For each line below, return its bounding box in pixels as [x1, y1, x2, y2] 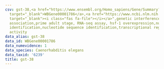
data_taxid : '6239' [5, 52, 45, 57]
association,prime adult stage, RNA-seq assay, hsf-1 [9, 20, 121, 26]
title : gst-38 [5, 57, 34, 62]
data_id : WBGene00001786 [5, 39, 56, 44]
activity [9, 30, 27, 34]
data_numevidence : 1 [5, 43, 47, 48]
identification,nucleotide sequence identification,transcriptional [9, 25, 152, 30]
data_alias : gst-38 [5, 34, 45, 39]
